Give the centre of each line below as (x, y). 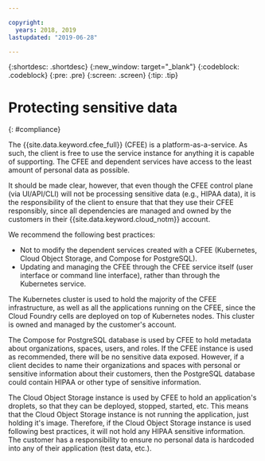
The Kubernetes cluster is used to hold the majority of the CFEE (113, 300)
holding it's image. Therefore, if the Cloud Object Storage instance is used (130, 423)
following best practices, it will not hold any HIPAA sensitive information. (127, 432)
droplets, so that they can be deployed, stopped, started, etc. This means (129, 406)
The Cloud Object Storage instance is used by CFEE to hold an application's (132, 397)
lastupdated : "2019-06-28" (53, 37)
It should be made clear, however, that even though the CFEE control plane (131, 186)
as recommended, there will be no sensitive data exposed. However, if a (126, 357)
